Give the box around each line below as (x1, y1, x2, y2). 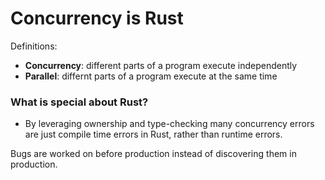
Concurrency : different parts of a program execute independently (24, 59, 298, 71)
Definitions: (10, 40, 58, 52)
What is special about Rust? (10, 95, 149, 109)
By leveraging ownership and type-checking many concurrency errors (24, 118, 315, 130)
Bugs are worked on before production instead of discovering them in (10, 148, 297, 160)
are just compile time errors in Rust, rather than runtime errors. (24, 128, 283, 141)
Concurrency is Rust (10, 7, 184, 30)
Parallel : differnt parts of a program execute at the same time (24, 70, 278, 82)
